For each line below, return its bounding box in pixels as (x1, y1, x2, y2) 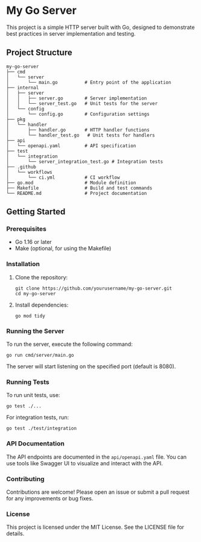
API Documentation (6, 439, 65, 448)
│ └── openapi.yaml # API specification (6, 142, 136, 148)
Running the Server (6, 327, 65, 335)
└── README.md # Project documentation (6, 190, 147, 196)
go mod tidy (14, 313, 45, 319)
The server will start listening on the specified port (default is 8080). (6, 363, 176, 370)
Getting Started (6, 206, 66, 217)
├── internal (6, 84, 39, 91)
